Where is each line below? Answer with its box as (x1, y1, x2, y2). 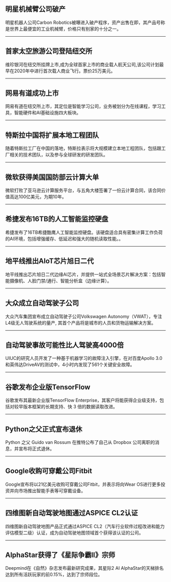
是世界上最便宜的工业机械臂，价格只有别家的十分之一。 (5, 25, 121, 32)
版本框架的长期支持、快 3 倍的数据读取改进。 (22, 404, 118, 410)
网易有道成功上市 (5, 89, 59, 98)
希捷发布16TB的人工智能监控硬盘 (5, 215, 108, 223)
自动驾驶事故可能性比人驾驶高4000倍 (5, 340, 124, 349)
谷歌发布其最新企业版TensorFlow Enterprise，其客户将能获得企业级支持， (5, 397, 160, 404)
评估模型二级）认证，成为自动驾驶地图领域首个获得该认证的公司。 (5, 530, 144, 536)
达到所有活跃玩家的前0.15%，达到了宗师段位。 (5, 571, 103, 577)
